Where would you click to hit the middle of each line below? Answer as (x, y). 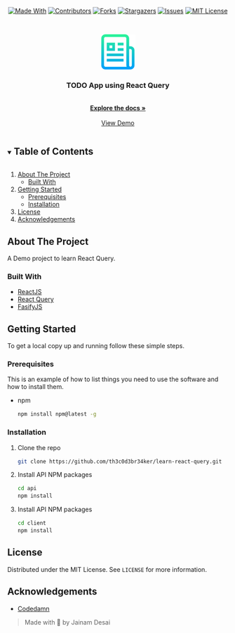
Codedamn (34, 608)
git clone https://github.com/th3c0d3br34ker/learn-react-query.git (120, 461)
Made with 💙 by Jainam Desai (67, 622)
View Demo (118, 123)
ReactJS (29, 292)
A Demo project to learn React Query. (61, 258)
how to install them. (36, 387)
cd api (27, 489)
